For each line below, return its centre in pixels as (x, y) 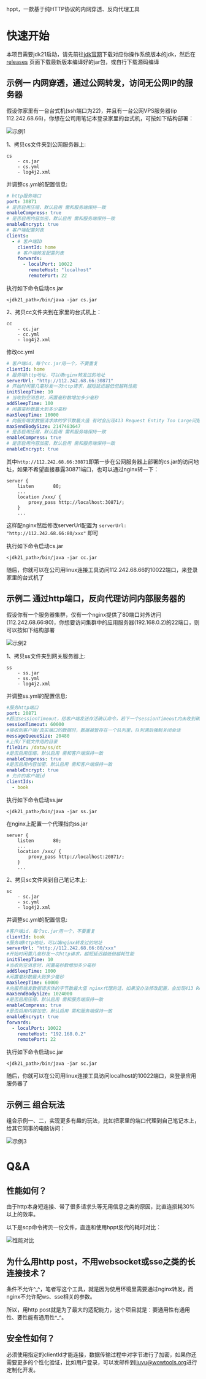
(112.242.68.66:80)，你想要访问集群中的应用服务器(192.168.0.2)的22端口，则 (103, 622)
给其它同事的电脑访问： (36, 1129)
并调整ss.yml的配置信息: (37, 696)
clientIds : (20, 782)
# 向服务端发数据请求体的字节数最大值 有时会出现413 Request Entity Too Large (99, 420)
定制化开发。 (22, 1370)
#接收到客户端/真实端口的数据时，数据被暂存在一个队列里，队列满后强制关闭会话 (93, 730)
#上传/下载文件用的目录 (32, 741)
